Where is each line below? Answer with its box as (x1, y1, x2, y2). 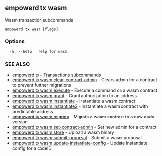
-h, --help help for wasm (9, 49, 68, 54)
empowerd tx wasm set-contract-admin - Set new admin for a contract (12, 124, 157, 130)
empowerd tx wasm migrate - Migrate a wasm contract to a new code (12, 114, 155, 120)
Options (5, 38, 25, 45)
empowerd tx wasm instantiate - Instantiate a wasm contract (12, 98, 136, 104)
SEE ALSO (5, 61, 30, 68)
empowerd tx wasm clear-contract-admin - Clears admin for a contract (12, 77, 157, 83)
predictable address (12, 109, 53, 115)
